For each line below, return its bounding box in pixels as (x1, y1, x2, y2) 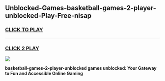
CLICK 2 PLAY (5, 45, 39, 52)
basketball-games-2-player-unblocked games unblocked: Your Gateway (5, 65, 157, 71)
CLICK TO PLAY (5, 27, 43, 33)
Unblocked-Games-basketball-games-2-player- (5, 4, 156, 12)
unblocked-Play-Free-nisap (5, 12, 92, 20)
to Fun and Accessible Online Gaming (5, 70, 83, 76)
